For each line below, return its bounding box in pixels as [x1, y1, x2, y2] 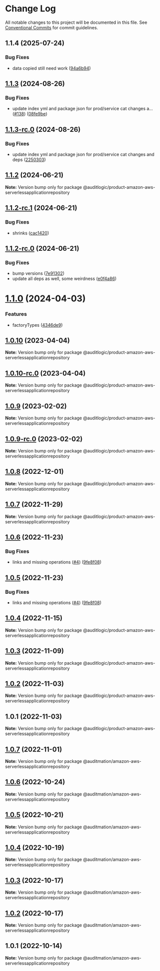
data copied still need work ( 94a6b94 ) [12, 65, 91, 71]
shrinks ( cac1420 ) [12, 230, 50, 236]
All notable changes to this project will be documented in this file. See [5, 19, 148, 25]
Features [5, 311, 27, 318]
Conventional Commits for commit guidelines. [5, 24, 98, 30]
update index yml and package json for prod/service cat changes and [12, 152, 155, 157]
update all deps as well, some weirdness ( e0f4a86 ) [12, 276, 117, 282]
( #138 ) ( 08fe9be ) [12, 111, 48, 117]
